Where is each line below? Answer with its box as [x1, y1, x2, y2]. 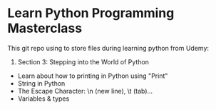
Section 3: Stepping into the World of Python [17, 57, 150, 66]
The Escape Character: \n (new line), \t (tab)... [17, 86, 153, 95]
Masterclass [7, 20, 83, 36]
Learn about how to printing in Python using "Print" [17, 71, 168, 80]
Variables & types [17, 94, 70, 103]
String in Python [17, 79, 66, 87]
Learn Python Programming [7, 5, 175, 21]
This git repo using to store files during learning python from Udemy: [7, 44, 209, 52]
